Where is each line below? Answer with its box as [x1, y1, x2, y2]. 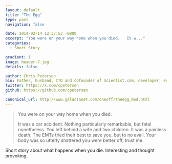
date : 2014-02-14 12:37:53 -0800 [5, 31, 77, 36]
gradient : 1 [5, 54, 31, 59]
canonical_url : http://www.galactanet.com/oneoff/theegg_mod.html [5, 97, 150, 102]
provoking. [5, 152, 28, 159]
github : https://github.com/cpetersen [5, 88, 88, 93]
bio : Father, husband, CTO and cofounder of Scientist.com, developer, [5, 78, 161, 84]
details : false [5, 64, 38, 69]
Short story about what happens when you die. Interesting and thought [5, 147, 155, 153]
